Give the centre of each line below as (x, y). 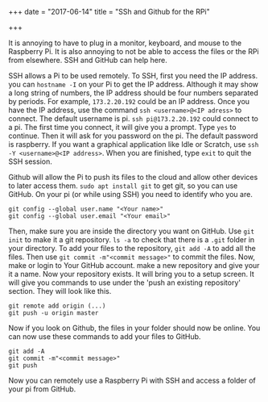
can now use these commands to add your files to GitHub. (105, 337)
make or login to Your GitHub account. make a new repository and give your (134, 265)
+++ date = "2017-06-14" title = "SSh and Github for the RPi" (109, 12)
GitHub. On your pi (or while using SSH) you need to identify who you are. (131, 194)
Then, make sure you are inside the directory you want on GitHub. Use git (132, 231)
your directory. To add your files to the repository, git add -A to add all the (132, 248)
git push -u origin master (54, 313)
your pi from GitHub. (42, 389)
